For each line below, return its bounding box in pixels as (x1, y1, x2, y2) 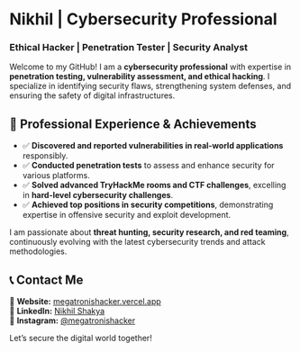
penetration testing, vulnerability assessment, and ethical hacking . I (9, 71, 270, 82)
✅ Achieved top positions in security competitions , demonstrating (22, 199, 274, 211)
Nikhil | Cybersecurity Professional (9, 9, 277, 30)
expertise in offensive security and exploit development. (22, 210, 232, 221)
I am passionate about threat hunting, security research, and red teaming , (9, 227, 290, 238)
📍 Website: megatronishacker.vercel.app (9, 296, 162, 307)
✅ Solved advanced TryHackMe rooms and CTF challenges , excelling (22, 180, 286, 191)
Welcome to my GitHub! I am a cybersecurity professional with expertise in (9, 61, 291, 72)
